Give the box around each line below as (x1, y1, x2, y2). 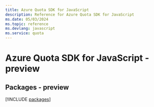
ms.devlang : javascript (5, 26, 56, 31)
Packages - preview (5, 83, 69, 91)
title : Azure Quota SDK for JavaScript (5, 7, 89, 13)
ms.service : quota (5, 31, 44, 36)
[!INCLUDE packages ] (5, 96, 51, 102)
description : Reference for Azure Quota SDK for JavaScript (5, 12, 135, 17)
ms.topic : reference (5, 21, 49, 27)
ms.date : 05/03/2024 (5, 17, 49, 22)
